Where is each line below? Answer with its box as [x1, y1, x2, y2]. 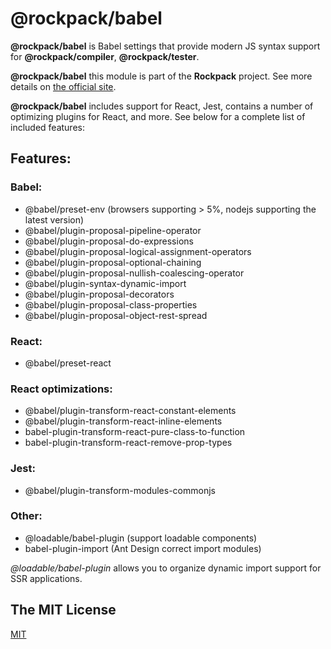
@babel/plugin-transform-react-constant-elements [24, 405, 237, 417]
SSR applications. [10, 572, 83, 584]
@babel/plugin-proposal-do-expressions [24, 235, 194, 247]
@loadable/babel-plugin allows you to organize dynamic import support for [10, 562, 322, 574]
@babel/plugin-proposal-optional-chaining [24, 256, 202, 268]
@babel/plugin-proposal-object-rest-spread [24, 309, 208, 321]
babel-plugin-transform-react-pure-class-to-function [24, 426, 246, 438]
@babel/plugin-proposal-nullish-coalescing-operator [24, 267, 245, 279]
